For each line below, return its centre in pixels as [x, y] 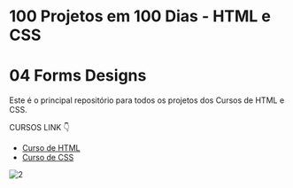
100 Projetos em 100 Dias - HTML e [140, 16]
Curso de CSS [48, 158]
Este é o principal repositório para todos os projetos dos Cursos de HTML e [147, 100]
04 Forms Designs [78, 76]
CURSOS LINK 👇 [40, 128]
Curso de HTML [51, 148]
